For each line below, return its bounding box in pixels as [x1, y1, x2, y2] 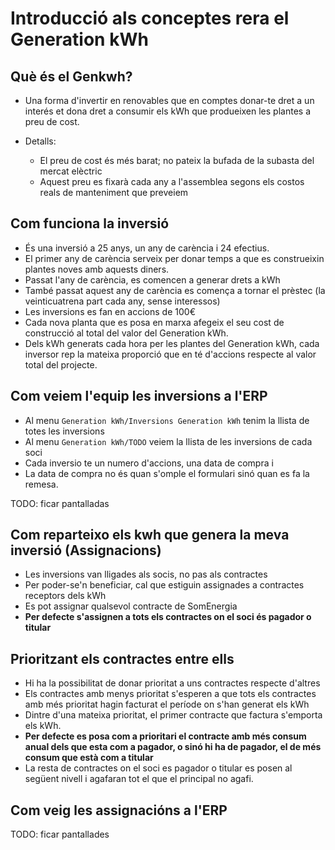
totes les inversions [24, 425, 105, 437]
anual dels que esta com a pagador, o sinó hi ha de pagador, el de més [24, 741, 322, 753]
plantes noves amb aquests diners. [24, 263, 170, 275]
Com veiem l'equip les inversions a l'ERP [10, 388, 268, 405]
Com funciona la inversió [10, 215, 170, 232]
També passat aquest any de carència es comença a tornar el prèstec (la [24, 284, 326, 296]
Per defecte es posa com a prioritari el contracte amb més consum [24, 730, 307, 742]
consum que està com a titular [24, 752, 154, 764]
